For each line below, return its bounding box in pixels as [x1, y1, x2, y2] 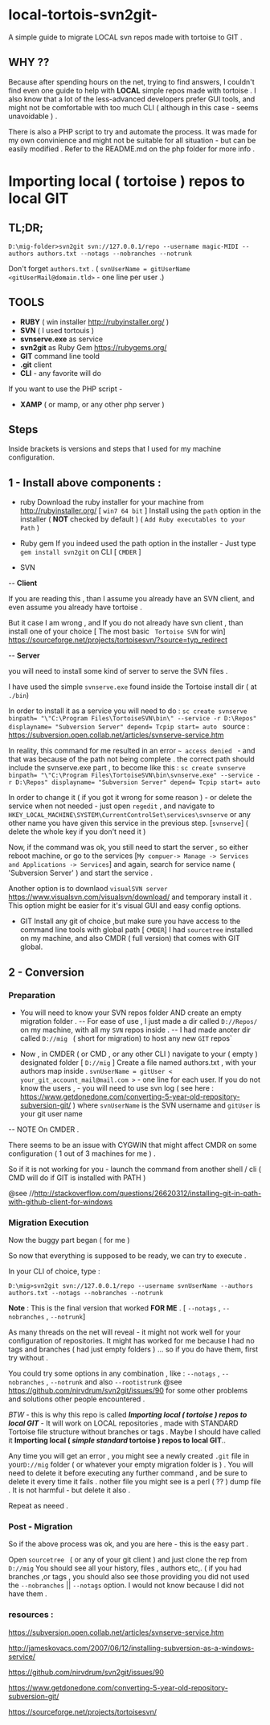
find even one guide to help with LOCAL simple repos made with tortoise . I [8, 85, 257, 95]
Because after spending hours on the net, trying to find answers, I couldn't [8, 76, 255, 86]
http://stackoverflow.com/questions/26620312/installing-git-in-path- [34, 1188, 262, 1198]
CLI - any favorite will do [19, 368, 102, 378]
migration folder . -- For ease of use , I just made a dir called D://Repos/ [19, 1016, 258, 1026]
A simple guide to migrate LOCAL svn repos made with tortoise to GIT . [8, 32, 243, 42]
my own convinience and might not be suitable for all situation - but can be [8, 135, 256, 145]
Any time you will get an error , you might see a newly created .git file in [8, 1451, 250, 1461]
